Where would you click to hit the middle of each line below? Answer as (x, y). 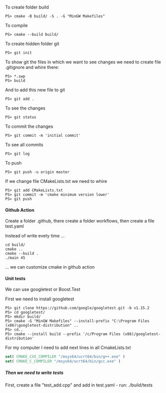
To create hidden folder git (32, 44)
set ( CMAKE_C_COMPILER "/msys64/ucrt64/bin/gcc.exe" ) (63, 361)
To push (13, 163)
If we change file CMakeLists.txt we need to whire (56, 181)
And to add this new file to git (35, 90)
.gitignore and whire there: (32, 67)
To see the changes (25, 108)
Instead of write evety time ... (35, 236)
